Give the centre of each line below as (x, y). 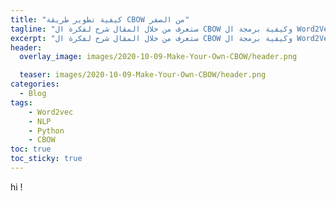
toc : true (31, 149)
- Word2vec (51, 112)
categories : (35, 84)
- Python (46, 131)
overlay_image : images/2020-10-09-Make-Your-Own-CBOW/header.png (158, 57)
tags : (21, 102)
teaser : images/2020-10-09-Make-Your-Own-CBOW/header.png (143, 75)
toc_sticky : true (46, 159)
